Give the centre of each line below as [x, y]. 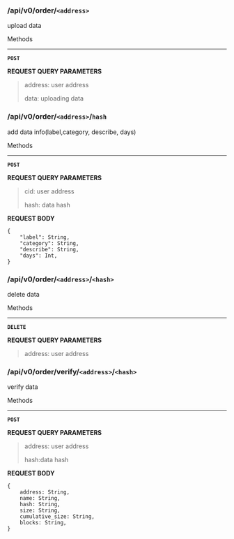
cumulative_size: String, [57, 517]
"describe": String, [49, 249]
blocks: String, [44, 523]
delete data [23, 294]
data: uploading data [54, 98]
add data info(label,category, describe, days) [72, 132]
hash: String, [40, 505]
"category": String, [49, 243]
